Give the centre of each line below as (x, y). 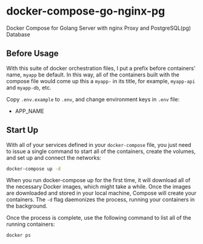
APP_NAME (29, 111)
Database (18, 34)
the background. (27, 206)
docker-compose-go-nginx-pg (86, 11)
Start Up (22, 130)
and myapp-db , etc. (29, 87)
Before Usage (32, 54)
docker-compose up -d (34, 169)
